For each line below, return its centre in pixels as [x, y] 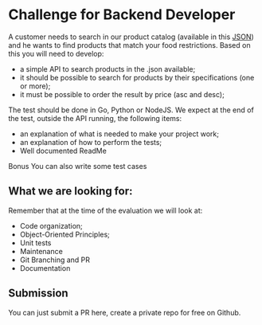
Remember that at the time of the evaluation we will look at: [106, 210]
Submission [39, 294]
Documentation [45, 268]
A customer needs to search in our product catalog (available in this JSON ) [131, 37]
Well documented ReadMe [63, 151]
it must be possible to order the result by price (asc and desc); [122, 94]
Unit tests [35, 243]
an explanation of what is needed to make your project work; [119, 134]
